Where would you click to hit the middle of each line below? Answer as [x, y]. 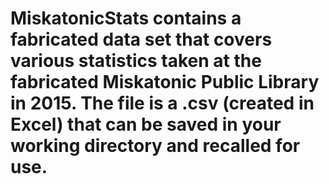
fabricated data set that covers [141, 39]
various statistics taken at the [136, 61]
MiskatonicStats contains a [126, 18]
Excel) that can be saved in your [146, 124]
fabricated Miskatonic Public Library [165, 82]
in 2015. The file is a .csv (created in [162, 103]
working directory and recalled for [155, 146]
